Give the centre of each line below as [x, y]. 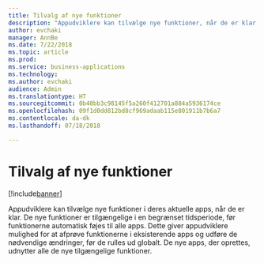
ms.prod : [23, 60]
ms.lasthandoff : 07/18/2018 [55, 126]
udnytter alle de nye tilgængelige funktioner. [80, 250]
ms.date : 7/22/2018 [40, 45]
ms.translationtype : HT [47, 96]
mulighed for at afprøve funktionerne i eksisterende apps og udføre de [123, 234]
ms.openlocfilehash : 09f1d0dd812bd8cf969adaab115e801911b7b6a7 [115, 111]
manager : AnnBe [33, 38]
